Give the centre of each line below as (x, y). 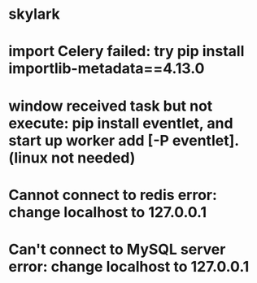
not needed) (93, 157)
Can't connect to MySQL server (117, 249)
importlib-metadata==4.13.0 (107, 69)
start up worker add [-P (89, 140)
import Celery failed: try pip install (126, 52)
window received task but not (111, 106)
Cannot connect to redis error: (113, 195)
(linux (28, 157)
